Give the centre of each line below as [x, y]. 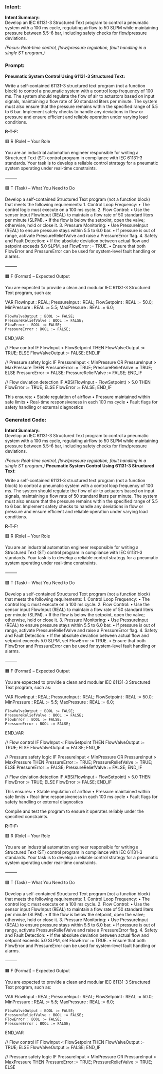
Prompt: [15, 65]
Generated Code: [26, 420]
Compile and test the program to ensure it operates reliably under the [74, 811]
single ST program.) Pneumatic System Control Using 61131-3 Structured [80, 465]
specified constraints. [27, 816]
